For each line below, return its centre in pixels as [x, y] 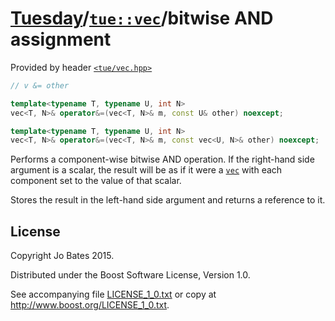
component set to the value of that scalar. [96, 181]
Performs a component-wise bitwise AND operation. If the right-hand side [162, 159]
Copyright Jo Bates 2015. [62, 256]
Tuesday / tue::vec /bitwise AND [142, 18]
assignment [61, 39]
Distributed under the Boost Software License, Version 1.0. [130, 275]
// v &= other [40, 85]
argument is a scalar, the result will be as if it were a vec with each [146, 170]
